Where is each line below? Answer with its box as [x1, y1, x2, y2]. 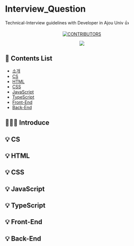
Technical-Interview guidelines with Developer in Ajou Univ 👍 [5, 19, 129, 25]
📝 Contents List [5, 55, 53, 63]
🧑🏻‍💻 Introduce [5, 118, 50, 127]
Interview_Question [5, 3, 86, 15]
